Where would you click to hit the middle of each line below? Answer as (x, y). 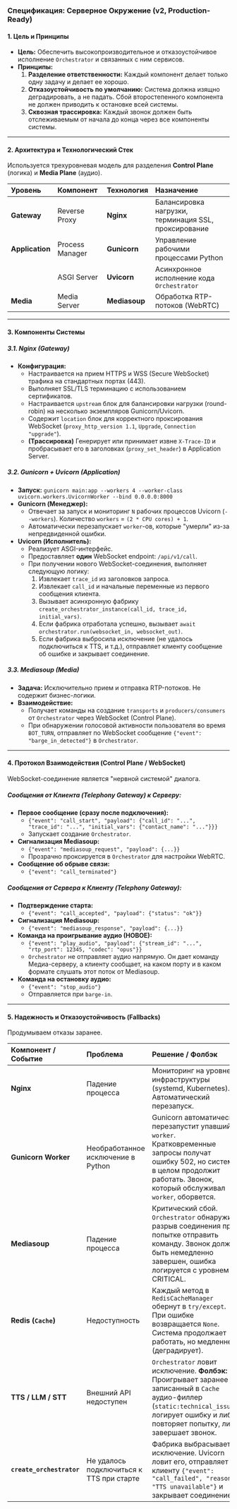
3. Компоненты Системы (46, 332)
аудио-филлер (177, 1397)
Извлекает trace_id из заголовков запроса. (104, 578)
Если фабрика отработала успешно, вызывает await (117, 624)
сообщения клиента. (69, 594)
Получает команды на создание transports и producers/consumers (127, 710)
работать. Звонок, (183, 1179)
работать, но (174, 1342)
